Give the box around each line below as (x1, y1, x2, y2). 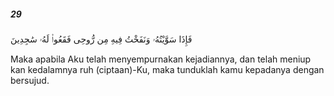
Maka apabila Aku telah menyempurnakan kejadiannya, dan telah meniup (10, 53, 312, 65)
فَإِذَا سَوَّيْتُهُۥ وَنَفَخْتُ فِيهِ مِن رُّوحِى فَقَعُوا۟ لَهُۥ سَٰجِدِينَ (10, 33, 193, 45)
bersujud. (10, 74, 50, 86)
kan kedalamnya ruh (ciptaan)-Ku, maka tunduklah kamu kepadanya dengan (10, 63, 325, 75)
